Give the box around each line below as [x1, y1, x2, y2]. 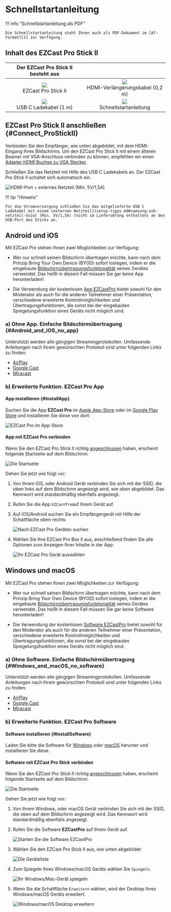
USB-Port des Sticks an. [5, 217, 58, 223]
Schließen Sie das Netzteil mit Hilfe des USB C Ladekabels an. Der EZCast [5, 169, 160, 175]
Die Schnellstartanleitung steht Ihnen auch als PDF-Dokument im [5, 30, 147, 35]
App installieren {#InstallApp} [5, 396, 70, 402]
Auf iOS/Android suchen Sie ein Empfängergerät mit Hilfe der [12, 511, 141, 517]
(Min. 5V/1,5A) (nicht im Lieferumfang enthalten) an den [39, 213, 165, 218]
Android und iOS [5, 231, 59, 239]
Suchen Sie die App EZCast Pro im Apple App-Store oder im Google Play [5, 407, 158, 413]
